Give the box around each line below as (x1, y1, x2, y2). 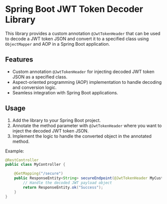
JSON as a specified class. (12, 73, 68, 80)
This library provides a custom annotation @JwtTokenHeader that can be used (5, 30, 161, 36)
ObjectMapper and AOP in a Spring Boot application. (5, 41, 110, 47)
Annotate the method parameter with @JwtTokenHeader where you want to (12, 123, 162, 129)
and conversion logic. (12, 84, 57, 90)
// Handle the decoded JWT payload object (23, 180, 112, 186)
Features (5, 56, 33, 64)
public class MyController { (5, 162, 66, 167)
